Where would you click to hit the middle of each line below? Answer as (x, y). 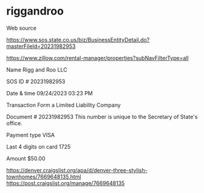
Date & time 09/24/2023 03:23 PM (49, 93)
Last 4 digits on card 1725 (39, 146)
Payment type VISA (31, 135)
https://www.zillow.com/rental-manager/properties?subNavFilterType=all (98, 58)
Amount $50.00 (26, 158)
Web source (22, 28)
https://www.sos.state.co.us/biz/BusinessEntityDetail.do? (78, 39)
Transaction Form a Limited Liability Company (64, 105)
